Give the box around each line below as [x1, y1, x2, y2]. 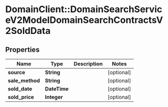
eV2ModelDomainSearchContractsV [5, 14, 163, 26]
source [8, 69, 26, 76]
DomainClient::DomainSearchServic [5, 4, 162, 15]
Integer [45, 94, 63, 100]
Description [74, 60, 103, 67]
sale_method [8, 77, 40, 84]
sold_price [8, 94, 34, 100]
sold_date [8, 85, 32, 92]
